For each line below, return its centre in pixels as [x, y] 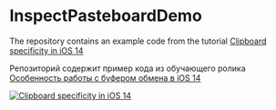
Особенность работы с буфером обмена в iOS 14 [105, 77]
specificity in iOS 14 [46, 50]
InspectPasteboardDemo [106, 16]
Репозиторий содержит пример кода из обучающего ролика [128, 68]
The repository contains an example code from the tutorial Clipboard [138, 41]
